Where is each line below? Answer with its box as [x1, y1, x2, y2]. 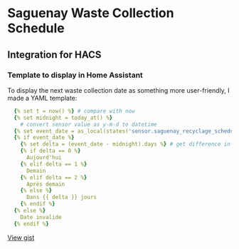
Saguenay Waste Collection [7, 5, 174, 21]
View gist [7, 233, 35, 242]
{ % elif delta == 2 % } [20, 173, 87, 181]
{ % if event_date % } [14, 134, 75, 141]
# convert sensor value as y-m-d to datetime [20, 121, 158, 128]
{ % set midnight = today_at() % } [14, 114, 113, 121]
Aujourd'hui [26, 154, 62, 161]
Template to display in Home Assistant [7, 70, 144, 80]
